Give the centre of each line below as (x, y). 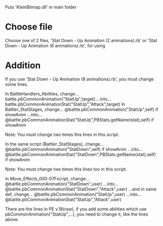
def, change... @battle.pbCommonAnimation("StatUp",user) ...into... (73, 194)
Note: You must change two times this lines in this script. (62, 134)
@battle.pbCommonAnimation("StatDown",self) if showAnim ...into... (74, 149)
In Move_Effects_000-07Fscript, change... (47, 178)
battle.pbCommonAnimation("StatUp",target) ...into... (58, 99)
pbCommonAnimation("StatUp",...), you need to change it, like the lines (77, 214)
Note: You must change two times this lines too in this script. (66, 169)
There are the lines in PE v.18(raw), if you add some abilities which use (76, 209)
